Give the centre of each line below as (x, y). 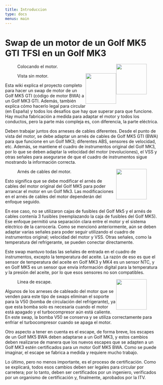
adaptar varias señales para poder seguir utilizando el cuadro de (70, 232)
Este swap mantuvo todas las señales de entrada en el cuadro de (71, 252)
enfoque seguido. (23, 202)
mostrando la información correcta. (41, 162)
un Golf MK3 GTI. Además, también (41, 101)
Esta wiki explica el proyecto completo (44, 85)
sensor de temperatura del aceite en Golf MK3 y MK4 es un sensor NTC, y (80, 262)
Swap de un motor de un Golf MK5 (76, 43)
